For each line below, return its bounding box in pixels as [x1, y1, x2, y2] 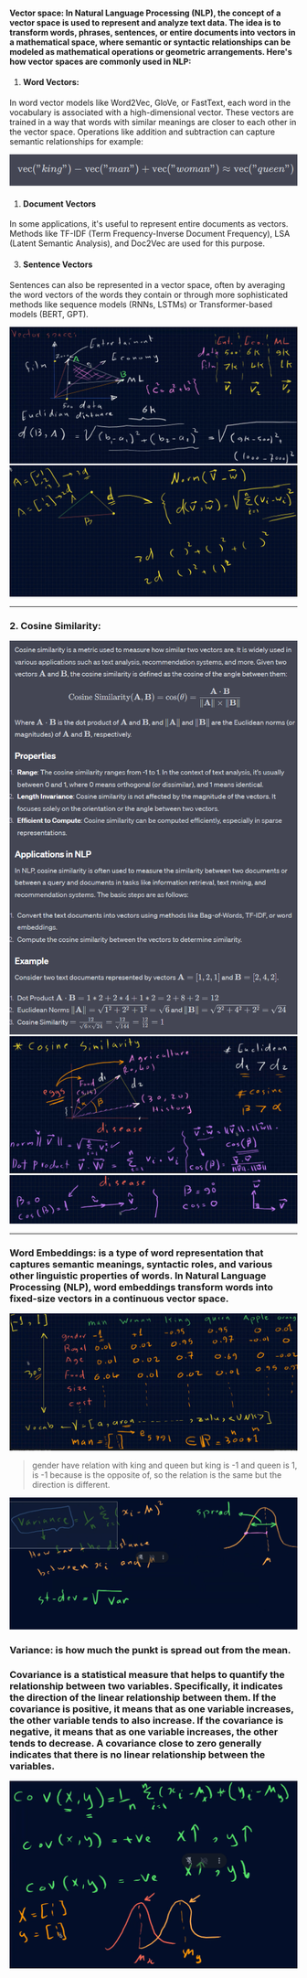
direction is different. [31, 1479, 111, 1490]
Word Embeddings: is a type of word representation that [9, 1246, 264, 1259]
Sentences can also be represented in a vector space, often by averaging [9, 279, 286, 290]
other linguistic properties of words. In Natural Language [9, 1269, 267, 1282]
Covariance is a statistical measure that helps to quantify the [9, 1668, 285, 1681]
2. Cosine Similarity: [9, 620, 101, 633]
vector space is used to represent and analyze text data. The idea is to [9, 16, 281, 27]
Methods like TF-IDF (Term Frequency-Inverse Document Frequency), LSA [9, 229, 291, 240]
